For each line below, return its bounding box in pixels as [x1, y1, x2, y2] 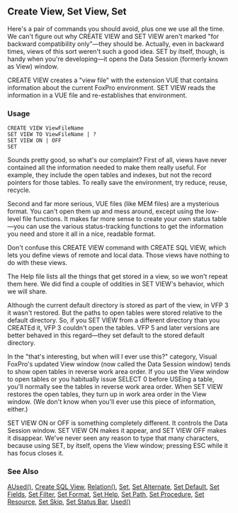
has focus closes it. [7, 449, 64, 458]
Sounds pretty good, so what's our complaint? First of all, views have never [7, 156, 227, 164]
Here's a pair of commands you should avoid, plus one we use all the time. [7, 24, 225, 33]
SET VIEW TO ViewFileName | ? [7, 131, 97, 138]
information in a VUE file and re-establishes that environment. [7, 91, 188, 99]
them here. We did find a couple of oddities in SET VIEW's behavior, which [7, 280, 225, 288]
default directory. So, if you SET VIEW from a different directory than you [7, 316, 220, 325]
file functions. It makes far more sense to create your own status [22, 215, 211, 223]
